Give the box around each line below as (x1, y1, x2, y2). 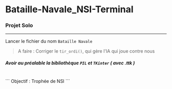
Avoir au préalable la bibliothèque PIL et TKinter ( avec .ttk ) (5, 60, 135, 66)
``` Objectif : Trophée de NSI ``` (5, 78, 70, 84)
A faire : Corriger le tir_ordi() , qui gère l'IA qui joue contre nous (17, 48, 155, 54)
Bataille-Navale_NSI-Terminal (5, 4, 134, 15)
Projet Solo (5, 22, 33, 29)
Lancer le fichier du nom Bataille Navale (5, 38, 93, 44)
